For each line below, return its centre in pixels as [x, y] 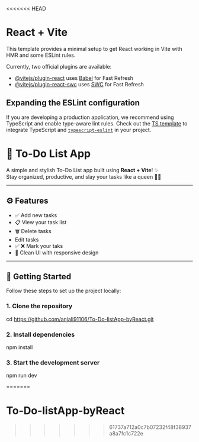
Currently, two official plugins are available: [59, 66]
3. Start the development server [53, 362]
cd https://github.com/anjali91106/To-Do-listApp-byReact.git [80, 319]
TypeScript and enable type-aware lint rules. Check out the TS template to [97, 123]
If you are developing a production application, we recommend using [90, 117]
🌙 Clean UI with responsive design [57, 252]
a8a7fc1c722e [126, 434]
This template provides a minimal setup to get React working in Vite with [94, 49]
